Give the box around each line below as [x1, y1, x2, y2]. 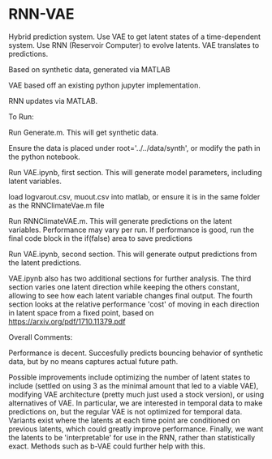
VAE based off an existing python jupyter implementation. [8, 80, 201, 90]
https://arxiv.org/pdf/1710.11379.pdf [8, 316, 126, 326]
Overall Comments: [8, 332, 73, 341]
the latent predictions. [8, 257, 82, 268]
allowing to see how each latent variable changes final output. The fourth [8, 290, 253, 300]
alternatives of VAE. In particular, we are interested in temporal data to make [8, 398, 263, 408]
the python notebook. [8, 152, 81, 161]
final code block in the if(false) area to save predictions [8, 233, 193, 243]
